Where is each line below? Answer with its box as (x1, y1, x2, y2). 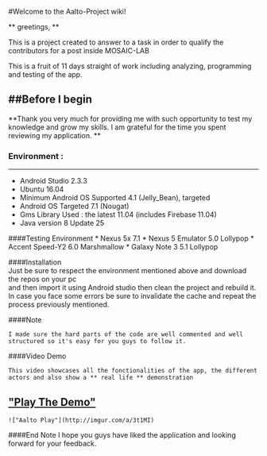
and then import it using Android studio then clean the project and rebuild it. (8, 283, 257, 292)
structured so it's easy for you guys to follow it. (8, 338, 187, 346)
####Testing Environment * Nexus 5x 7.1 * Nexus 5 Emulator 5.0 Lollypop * (8, 234, 254, 243)
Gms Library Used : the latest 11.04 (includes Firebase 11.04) (19, 210, 217, 219)
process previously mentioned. (8, 299, 110, 309)
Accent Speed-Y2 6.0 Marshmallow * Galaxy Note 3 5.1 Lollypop (8, 242, 219, 252)
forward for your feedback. (8, 439, 97, 448)
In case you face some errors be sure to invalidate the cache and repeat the (8, 292, 257, 301)
